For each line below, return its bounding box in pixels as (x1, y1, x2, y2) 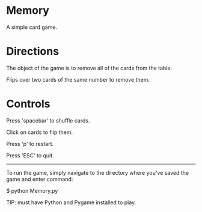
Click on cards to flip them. (6, 129, 73, 136)
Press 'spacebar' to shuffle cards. (6, 117, 90, 124)
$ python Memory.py (6, 187, 58, 194)
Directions (6, 44, 59, 58)
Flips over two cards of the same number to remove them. (6, 76, 150, 83)
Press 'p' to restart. (6, 140, 54, 147)
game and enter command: (6, 175, 73, 183)
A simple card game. (6, 23, 58, 31)
